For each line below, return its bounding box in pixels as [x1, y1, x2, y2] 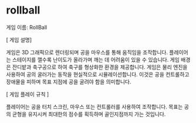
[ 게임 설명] [6, 36, 32, 43]
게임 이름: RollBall [6, 24, 48, 31]
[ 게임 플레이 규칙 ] [6, 91, 49, 98]
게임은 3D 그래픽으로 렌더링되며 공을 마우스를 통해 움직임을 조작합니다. [6, 48, 168, 56]
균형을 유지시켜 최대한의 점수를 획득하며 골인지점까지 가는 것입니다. [12, 110, 166, 118]
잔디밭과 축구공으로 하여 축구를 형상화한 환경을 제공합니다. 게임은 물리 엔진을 [12, 63, 188, 71]
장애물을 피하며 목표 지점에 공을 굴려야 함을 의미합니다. [6, 78, 131, 85]
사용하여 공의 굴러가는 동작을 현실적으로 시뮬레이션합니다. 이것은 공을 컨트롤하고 [6, 71, 190, 78]
